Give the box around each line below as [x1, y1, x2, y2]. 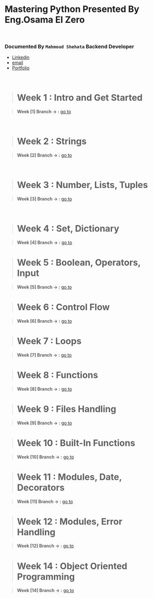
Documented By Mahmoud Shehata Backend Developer [4, 43, 135, 50]
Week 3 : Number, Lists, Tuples [16, 180, 148, 191]
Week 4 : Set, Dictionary [16, 223, 120, 234]
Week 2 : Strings [16, 136, 87, 147]
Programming [16, 571, 75, 582]
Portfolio [11, 65, 30, 71]
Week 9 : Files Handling [16, 403, 117, 414]
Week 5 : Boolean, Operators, [16, 257, 141, 268]
